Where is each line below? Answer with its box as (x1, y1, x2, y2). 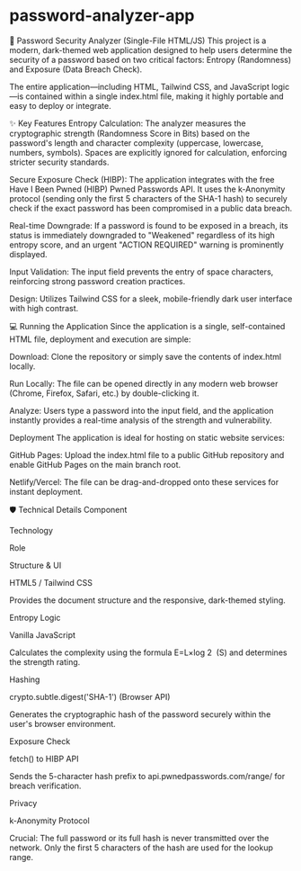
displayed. (9, 248, 48, 259)
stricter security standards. (9, 157, 110, 167)
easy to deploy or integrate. (9, 100, 111, 111)
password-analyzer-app (9, 5, 195, 26)
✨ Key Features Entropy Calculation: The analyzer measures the (9, 118, 246, 129)
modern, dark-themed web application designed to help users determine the (9, 44, 293, 55)
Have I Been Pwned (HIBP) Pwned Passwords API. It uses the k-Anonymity (9, 184, 286, 194)
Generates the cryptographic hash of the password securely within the (9, 708, 271, 720)
